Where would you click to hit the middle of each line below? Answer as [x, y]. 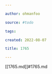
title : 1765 [17, 49]
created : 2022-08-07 [26, 40]
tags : [10, 31]
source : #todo [19, 22]
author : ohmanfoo [23, 14]
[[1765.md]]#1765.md [26, 67]
